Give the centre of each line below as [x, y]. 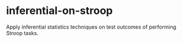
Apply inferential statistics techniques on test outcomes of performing [91, 27]
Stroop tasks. [22, 33]
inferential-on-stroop [60, 11]
